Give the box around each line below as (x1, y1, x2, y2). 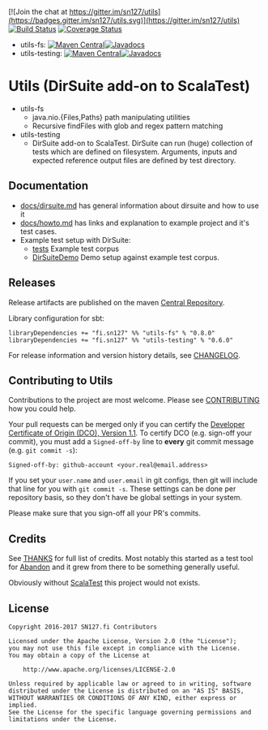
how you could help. (8, 404, 77, 413)
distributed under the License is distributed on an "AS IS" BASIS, (8, 687, 245, 695)
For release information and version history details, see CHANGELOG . (8, 350, 241, 360)
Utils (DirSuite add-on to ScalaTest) (8, 77, 251, 96)
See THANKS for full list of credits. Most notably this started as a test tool (8, 554, 253, 564)
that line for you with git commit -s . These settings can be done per (8, 484, 236, 494)
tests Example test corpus (32, 244, 120, 253)
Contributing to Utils (8, 374, 113, 387)
